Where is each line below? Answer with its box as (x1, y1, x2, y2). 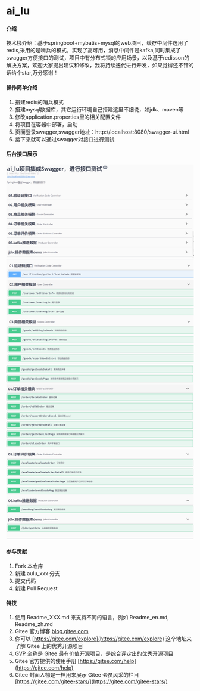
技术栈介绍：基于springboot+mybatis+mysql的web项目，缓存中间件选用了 (6, 39, 189, 47)
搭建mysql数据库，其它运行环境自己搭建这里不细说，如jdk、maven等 (14, 106, 184, 113)
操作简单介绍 (6, 83, 37, 91)
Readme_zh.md (14, 620, 54, 627)
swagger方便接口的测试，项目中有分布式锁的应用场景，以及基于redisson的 (6, 54, 189, 61)
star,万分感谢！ (21, 69, 59, 76)
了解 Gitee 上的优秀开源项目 (14, 642, 83, 649)
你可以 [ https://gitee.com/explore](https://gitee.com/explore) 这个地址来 (14, 635, 192, 642)
